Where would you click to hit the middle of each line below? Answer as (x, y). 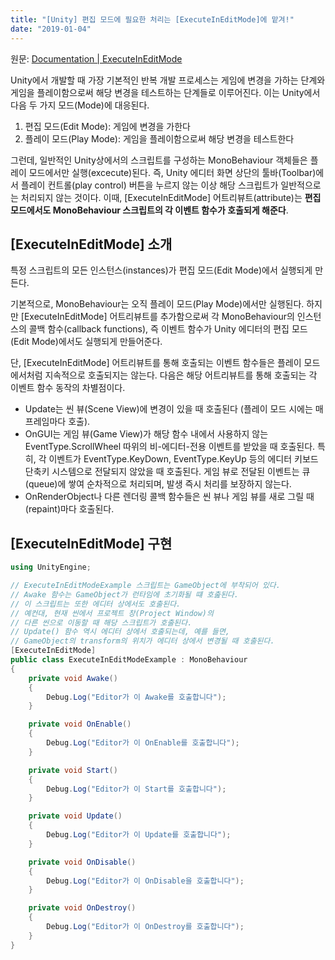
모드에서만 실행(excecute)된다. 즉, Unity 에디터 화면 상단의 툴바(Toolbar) (172, 172)
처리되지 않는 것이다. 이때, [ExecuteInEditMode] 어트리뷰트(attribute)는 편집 (171, 197)
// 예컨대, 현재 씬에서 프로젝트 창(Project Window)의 (112, 613)
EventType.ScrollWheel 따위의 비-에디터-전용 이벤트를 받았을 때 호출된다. (170, 447)
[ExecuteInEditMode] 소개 (91, 244)
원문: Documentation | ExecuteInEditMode (96, 58)
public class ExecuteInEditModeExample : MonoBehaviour (129, 660)
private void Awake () (73, 678)
